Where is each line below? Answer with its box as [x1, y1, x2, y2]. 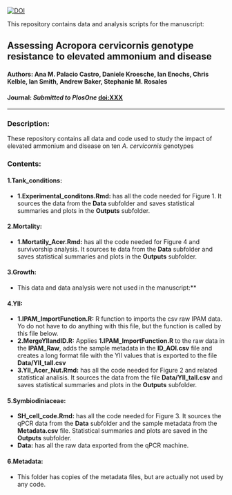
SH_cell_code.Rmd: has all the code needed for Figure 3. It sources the [17, 412, 222, 420]
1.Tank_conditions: [7, 176, 63, 185]
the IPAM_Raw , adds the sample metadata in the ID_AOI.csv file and [17, 344, 213, 353]
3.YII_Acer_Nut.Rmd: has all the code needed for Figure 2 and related [17, 366, 217, 375]
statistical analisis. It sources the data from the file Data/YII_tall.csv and [17, 373, 223, 382]
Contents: [7, 159, 41, 169]
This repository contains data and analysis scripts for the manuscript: [7, 20, 205, 28]
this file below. [17, 329, 59, 338]
